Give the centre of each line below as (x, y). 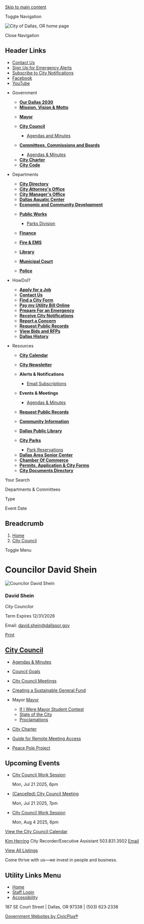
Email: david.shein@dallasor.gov (37, 625)
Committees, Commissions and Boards (60, 145)
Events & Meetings (39, 393)
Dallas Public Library (41, 431)
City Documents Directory (46, 470)
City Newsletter (36, 364)
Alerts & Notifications (42, 374)
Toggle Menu (18, 550)
